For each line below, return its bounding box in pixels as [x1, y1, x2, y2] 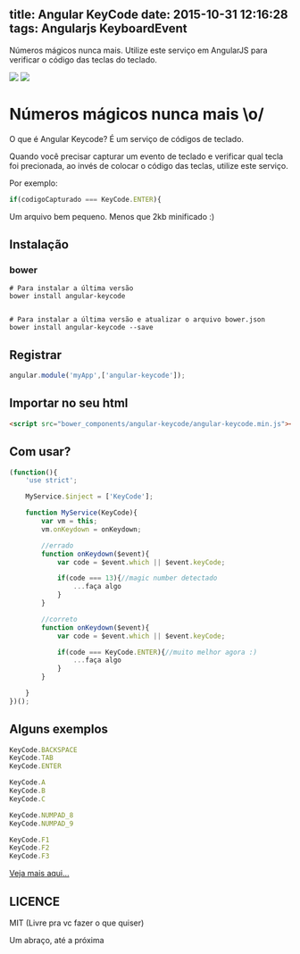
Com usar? [9, 444, 71, 459]
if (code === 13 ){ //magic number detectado [56, 573, 218, 583]
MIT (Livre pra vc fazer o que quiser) [9, 917, 145, 928]
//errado [41, 540, 74, 550]
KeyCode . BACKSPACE [9, 745, 78, 754]
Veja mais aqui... [9, 868, 70, 879]
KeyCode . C [9, 794, 46, 803]
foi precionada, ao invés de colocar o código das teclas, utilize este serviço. [9, 160, 288, 171]
